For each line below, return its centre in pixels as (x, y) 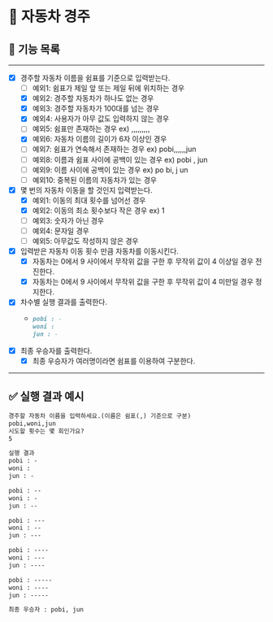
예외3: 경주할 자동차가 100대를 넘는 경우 (96, 109)
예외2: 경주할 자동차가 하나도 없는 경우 (93, 98)
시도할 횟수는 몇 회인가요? (46, 431)
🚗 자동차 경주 (50, 17)
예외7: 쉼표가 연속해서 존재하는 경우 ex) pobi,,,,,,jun (114, 149)
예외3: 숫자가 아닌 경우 (68, 220)
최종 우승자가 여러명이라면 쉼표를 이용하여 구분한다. (114, 361)
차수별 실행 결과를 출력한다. (64, 302)
